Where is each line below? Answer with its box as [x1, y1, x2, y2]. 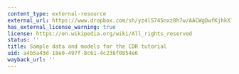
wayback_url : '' [7, 56, 55, 63]
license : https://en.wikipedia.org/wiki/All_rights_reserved [7, 30, 193, 37]
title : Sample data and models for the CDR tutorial [7, 43, 167, 50]
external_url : [7, 17, 50, 24]
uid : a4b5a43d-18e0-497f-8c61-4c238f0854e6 [7, 50, 139, 57]
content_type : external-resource [7, 10, 107, 18]
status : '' [7, 37, 40, 44]
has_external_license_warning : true [7, 23, 116, 30]
